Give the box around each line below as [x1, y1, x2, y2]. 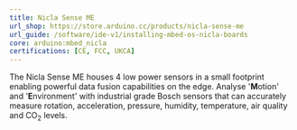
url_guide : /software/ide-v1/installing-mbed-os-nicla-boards [9, 30, 248, 39]
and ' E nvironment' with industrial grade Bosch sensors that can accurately [9, 91, 287, 102]
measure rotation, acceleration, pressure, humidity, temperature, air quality [9, 100, 288, 111]
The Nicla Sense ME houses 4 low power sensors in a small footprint [9, 71, 265, 82]
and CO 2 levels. [9, 110, 68, 123]
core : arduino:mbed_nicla [9, 38, 107, 48]
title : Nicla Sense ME [9, 13, 95, 23]
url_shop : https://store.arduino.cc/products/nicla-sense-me [9, 22, 245, 31]
